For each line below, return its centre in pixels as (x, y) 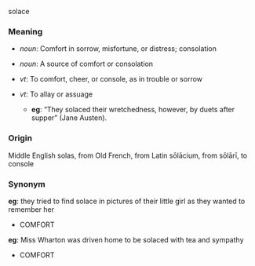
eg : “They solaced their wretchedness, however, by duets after (133, 110)
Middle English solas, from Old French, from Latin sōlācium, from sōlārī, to (128, 155)
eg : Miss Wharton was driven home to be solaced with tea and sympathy (126, 239)
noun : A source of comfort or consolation (86, 64)
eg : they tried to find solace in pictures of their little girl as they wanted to (127, 201)
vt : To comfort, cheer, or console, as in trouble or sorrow (111, 79)
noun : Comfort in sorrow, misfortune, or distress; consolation (118, 49)
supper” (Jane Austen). (69, 118)
